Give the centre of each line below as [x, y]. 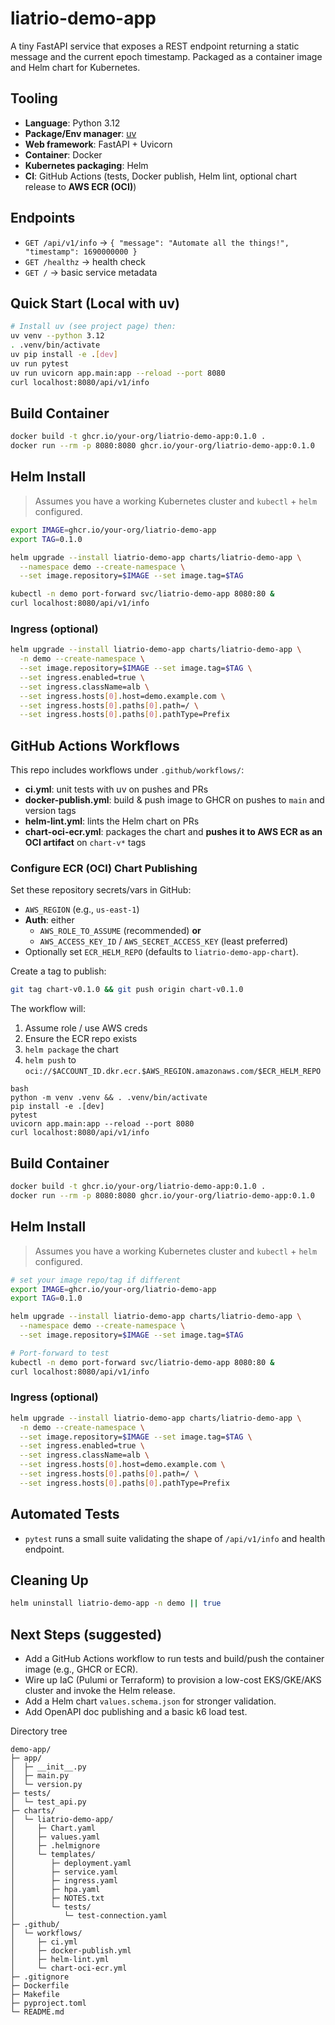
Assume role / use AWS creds [86, 1028]
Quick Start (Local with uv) [95, 303]
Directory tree [39, 1731]
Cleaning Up [49, 1580]
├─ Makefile [35, 1995]
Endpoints [43, 218]
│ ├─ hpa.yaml [55, 1890]
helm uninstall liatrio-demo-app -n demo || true [116, 1603]
